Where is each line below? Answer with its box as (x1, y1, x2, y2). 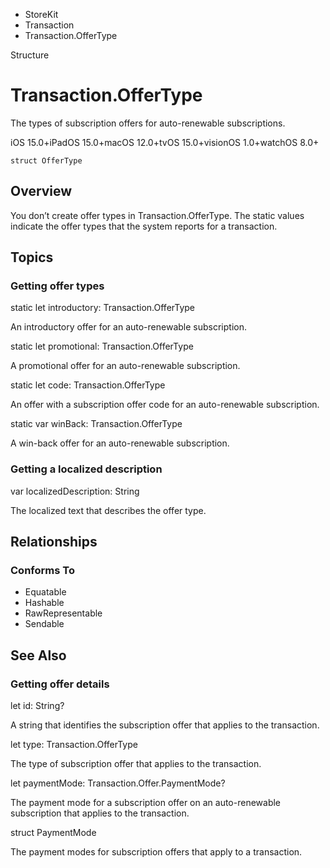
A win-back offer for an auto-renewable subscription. (10, 437, 230, 449)
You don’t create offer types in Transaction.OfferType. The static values (10, 209, 305, 221)
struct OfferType (10, 155, 83, 166)
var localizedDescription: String (10, 485, 140, 497)
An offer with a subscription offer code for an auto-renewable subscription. (10, 399, 320, 411)
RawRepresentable (24, 607, 103, 619)
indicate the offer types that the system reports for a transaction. (10, 220, 278, 232)
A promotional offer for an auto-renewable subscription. (10, 360, 241, 372)
